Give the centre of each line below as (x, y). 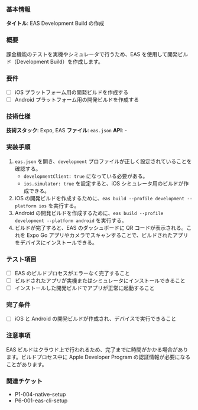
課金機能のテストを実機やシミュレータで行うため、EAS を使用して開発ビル (97, 54)
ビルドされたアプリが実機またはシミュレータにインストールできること (100, 280)
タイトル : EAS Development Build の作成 (55, 23)
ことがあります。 (27, 364)
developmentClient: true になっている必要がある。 (86, 176)
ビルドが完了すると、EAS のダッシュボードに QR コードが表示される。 (100, 227)
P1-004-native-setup (40, 395)
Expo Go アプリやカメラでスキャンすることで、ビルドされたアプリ (107, 235)
